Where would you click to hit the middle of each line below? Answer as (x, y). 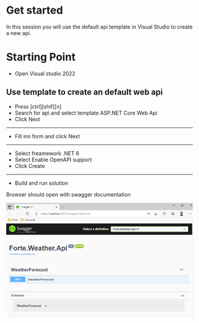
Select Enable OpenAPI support (53, 159)
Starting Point (41, 57)
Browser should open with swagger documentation (69, 194)
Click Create (30, 166)
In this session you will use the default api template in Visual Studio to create (99, 27)
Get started (35, 10)
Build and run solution (41, 183)
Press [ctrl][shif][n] (38, 106)
